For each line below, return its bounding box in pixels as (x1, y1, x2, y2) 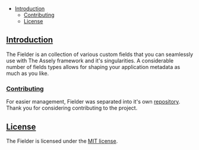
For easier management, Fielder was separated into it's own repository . (6, 98, 181, 105)
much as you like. (6, 70, 49, 77)
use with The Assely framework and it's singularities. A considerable (6, 57, 174, 64)
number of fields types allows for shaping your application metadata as (6, 63, 181, 70)
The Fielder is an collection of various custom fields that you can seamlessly (6, 51, 194, 58)
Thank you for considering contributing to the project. (6, 104, 138, 112)
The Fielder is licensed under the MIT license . (6, 137, 118, 145)
